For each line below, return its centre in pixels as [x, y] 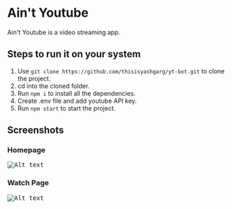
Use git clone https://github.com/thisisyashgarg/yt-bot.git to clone [121, 71]
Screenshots [36, 130]
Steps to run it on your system [74, 54]
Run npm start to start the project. [66, 108]
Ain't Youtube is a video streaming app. [64, 32]
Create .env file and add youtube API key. [77, 101]
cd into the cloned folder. [53, 86]
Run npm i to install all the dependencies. [77, 93]
